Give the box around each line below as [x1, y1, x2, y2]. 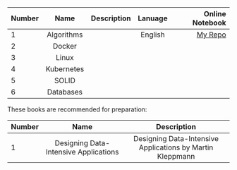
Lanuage [138, 13, 168, 23]
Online [203, 9, 226, 18]
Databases [47, 87, 83, 97]
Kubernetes [45, 64, 85, 73]
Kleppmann [157, 152, 195, 161]
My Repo [196, 30, 226, 40]
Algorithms [47, 30, 83, 40]
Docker [52, 42, 78, 51]
